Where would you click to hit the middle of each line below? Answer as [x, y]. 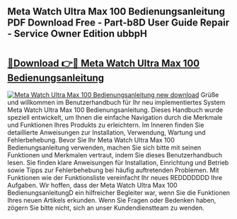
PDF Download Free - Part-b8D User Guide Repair [118, 23]
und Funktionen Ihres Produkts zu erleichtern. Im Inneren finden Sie [106, 125]
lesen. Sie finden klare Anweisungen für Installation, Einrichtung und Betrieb [118, 163]
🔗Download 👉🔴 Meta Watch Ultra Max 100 [104, 63]
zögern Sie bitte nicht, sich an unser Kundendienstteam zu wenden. [106, 208]
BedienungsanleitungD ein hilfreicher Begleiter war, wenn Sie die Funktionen [119, 193]
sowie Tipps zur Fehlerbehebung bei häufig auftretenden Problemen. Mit [113, 170]
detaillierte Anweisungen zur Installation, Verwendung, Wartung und [107, 133]
